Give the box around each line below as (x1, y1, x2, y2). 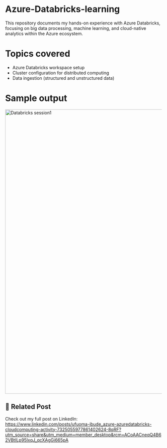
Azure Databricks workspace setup (12, 64, 85, 70)
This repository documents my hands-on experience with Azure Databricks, (5, 20, 161, 26)
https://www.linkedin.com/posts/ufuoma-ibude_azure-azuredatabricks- (5, 421, 152, 427)
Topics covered (5, 48, 71, 59)
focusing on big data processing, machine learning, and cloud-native (5, 25, 147, 31)
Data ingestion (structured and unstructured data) (12, 75, 115, 81)
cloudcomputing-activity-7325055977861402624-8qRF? (5, 426, 122, 432)
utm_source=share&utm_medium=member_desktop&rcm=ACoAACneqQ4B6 (5, 432, 162, 438)
